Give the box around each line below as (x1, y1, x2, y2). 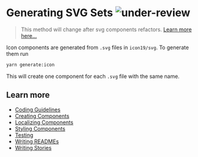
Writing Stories (14, 144, 52, 151)
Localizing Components (14, 119, 74, 126)
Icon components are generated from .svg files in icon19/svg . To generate (6, 44, 190, 51)
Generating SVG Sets (6, 6, 114, 20)
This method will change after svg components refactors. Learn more (20, 26, 192, 33)
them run (6, 50, 29, 57)
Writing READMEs (14, 138, 59, 145)
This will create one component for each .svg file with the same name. (6, 73, 180, 80)
